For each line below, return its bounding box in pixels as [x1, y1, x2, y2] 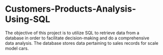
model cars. [5, 45, 29, 51]
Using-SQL [5, 14, 50, 25]
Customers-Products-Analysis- [5, 3, 136, 15]
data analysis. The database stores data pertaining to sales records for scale [5, 40, 159, 46]
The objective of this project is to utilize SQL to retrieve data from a [5, 30, 140, 36]
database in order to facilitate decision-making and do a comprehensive [5, 35, 149, 41]
